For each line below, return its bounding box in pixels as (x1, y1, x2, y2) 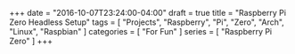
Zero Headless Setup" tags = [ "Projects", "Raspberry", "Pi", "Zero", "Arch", (9, 17, 285, 27)
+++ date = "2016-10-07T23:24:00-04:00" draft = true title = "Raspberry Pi (9, 8, 287, 18)
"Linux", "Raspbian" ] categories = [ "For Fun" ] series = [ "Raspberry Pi (9, 27, 273, 36)
